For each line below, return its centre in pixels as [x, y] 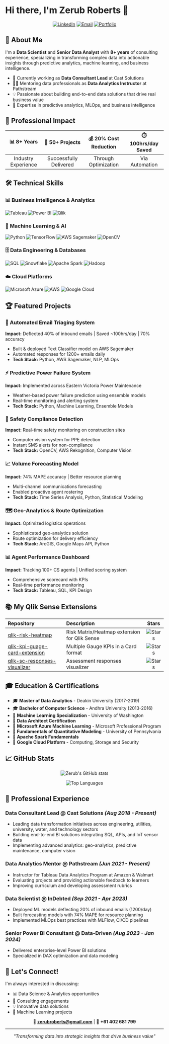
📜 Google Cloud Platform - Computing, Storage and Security [76, 742]
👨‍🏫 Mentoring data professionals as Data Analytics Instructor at [79, 83]
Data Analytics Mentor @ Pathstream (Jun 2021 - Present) [77, 864]
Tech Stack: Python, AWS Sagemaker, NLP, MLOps [66, 359]
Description [80, 623]
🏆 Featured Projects [38, 306]
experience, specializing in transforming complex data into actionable [77, 57]
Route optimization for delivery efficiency [55, 538]
